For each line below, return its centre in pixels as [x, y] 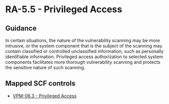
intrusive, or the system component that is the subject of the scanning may [84, 46]
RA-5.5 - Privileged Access [64, 9]
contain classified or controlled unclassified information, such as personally [84, 51]
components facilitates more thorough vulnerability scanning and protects [83, 62]
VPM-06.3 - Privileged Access [45, 96]
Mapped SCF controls [40, 83]
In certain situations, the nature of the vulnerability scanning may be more [83, 40]
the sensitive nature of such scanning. [45, 68]
